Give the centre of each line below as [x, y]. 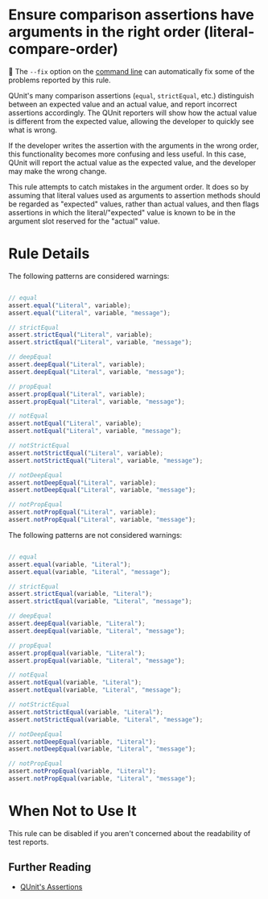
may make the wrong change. [58, 171]
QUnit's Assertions [51, 887]
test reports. [29, 842]
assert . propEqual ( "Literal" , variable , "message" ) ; [97, 402]
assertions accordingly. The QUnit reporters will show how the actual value [133, 112]
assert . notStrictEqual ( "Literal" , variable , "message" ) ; [106, 460]
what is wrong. [33, 130]
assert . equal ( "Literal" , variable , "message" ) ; [90, 313]
